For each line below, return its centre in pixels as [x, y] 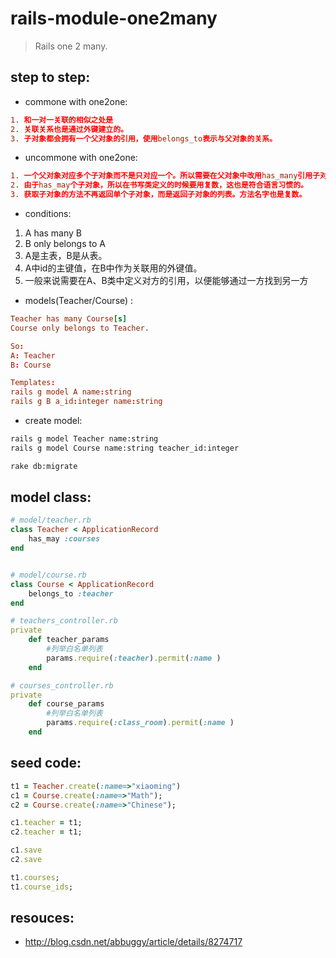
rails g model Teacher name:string [84, 439]
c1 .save [26, 850]
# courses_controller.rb [62, 685]
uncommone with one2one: [81, 158]
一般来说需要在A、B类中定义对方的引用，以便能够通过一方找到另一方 [166, 280]
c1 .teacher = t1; [46, 823]
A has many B [53, 233]
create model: [53, 420]
